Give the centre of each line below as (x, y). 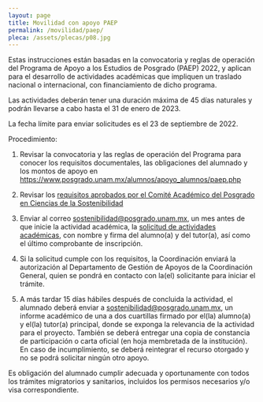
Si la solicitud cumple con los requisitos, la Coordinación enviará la (128, 259)
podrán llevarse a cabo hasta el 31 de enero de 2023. (94, 109)
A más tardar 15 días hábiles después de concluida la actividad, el (126, 300)
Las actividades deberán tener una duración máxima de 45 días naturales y (130, 100)
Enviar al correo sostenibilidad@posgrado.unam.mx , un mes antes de (132, 218)
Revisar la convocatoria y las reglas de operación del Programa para (130, 154)
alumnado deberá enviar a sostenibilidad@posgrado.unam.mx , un (126, 307)
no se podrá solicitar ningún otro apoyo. (84, 358)
